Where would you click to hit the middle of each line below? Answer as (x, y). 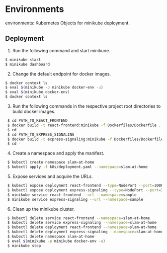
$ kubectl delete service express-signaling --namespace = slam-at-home (82, 223)
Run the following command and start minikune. (61, 50)
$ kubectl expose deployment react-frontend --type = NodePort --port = (81, 185)
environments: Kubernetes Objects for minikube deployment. (68, 23)
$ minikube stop (24, 246)
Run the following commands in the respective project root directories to (86, 106)
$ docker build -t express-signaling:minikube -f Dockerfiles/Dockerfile (85, 139)
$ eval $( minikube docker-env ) (38, 92)
